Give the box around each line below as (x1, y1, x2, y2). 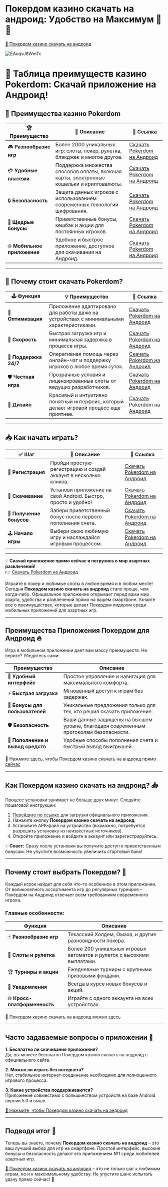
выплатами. (67, 958, 96, 965)
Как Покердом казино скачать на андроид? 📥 (5, 781, 158, 789)
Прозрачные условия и (49, 371, 106, 378)
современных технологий (55, 201, 118, 208)
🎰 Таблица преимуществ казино (5, 68, 147, 80)
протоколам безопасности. (63, 729, 130, 736)
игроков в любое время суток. (49, 363, 123, 370)
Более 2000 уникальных (55, 141, 116, 148)
